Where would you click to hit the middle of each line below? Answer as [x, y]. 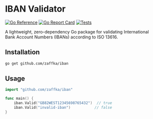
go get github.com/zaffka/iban [37, 63]
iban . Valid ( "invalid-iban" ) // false [63, 108]
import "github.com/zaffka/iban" [39, 90]
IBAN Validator [35, 9]
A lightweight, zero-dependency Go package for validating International [77, 32]
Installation [22, 52]
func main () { [19, 99]
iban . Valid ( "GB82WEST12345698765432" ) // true [63, 103]
